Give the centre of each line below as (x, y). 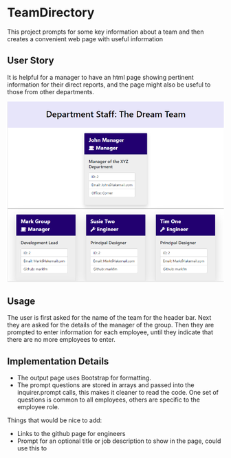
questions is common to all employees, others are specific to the (109, 400)
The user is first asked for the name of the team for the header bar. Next (109, 318)
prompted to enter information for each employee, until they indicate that (110, 332)
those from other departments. (51, 91)
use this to (32, 448)
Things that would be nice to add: (55, 420)
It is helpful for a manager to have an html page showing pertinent (100, 77)
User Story (31, 61)
